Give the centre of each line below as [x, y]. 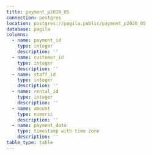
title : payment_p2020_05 [38, 12]
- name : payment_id [37, 40]
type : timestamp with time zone [58, 131]
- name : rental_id [35, 92]
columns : [17, 35]
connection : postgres [34, 18]
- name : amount [31, 108]
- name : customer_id [38, 57]
